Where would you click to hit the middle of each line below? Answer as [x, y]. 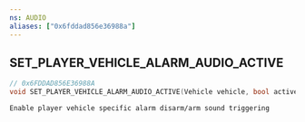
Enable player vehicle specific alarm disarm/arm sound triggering [140, 108]
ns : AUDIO [28, 18]
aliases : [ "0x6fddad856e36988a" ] [73, 26]
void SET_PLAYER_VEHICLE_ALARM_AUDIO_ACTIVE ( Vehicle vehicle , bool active [154, 92]
